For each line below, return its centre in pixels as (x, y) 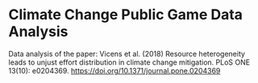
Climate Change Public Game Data (126, 15)
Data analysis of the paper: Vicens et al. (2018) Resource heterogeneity (127, 53)
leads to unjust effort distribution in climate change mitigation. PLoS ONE (129, 62)
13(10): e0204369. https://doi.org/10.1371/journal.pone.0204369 (114, 70)
